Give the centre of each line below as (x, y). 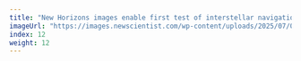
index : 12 (28, 34)
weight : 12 (30, 43)
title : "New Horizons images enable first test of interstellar (132, 17)
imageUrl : (28, 26)
